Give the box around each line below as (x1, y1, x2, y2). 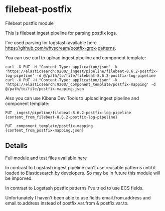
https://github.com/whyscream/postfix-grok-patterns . (5, 45, 116, 51)
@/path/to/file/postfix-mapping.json (5, 86, 84, 91)
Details (5, 142, 28, 150)
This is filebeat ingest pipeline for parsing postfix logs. (5, 30, 117, 36)
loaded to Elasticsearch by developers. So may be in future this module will (5, 170, 160, 176)
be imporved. (5, 175, 33, 181)
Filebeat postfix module (5, 20, 54, 26)
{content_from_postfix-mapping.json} (5, 128, 84, 133)
